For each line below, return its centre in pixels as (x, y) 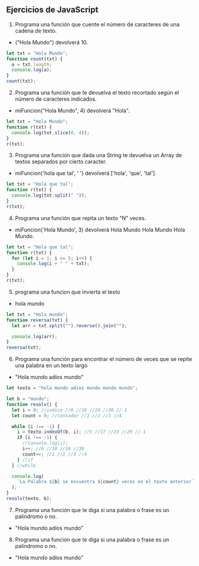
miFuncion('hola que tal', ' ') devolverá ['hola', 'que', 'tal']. (86, 173)
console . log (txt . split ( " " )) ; (49, 195)
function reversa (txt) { (37, 320)
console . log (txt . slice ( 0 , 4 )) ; (51, 133)
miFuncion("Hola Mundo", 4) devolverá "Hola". (72, 111)
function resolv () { (32, 404)
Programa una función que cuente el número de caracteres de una (97, 24)
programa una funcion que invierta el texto (67, 292)
